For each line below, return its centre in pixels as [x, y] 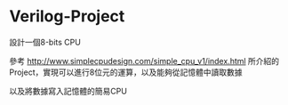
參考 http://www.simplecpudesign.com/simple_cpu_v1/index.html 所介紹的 [144, 61]
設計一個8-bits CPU [45, 42]
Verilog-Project [67, 16]
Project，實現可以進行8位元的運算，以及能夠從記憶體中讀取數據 [126, 72]
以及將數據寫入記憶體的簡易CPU [68, 91]
